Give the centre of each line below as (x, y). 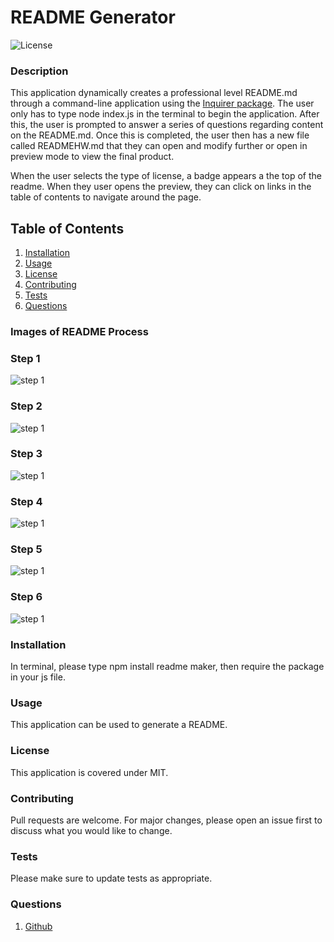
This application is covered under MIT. (89, 772)
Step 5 (26, 549)
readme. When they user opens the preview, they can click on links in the (161, 187)
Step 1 (25, 358)
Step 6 (26, 597)
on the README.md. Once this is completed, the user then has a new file (160, 135)
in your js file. (38, 677)
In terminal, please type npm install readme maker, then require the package (167, 667)
